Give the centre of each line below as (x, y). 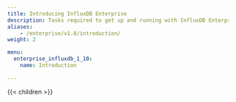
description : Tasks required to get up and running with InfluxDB (106, 20)
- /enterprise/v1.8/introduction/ (70, 33)
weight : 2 (22, 40)
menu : (15, 52)
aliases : (20, 27)
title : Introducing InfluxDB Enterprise (67, 14)
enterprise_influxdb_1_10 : (53, 59)
